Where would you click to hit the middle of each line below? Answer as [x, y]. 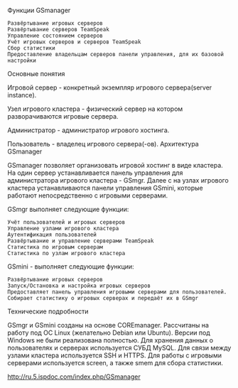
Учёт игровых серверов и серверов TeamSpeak [74, 42]
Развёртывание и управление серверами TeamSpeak [81, 241]
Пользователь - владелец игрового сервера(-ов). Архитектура [103, 144]
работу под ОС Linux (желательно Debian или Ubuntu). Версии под [109, 333]
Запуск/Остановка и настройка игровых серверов [79, 286]
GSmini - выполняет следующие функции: [71, 266]
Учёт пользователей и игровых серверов [66, 222]
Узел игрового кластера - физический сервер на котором [95, 109]
